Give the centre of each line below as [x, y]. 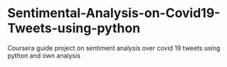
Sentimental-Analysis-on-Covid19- [114, 13]
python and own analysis [44, 56]
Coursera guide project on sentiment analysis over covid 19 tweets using [114, 48]
